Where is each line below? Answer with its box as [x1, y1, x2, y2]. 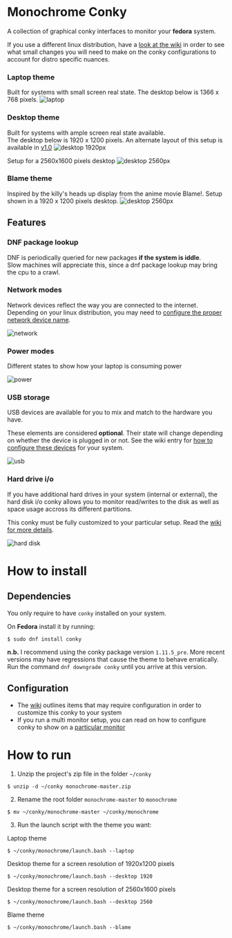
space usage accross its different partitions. [7, 505, 133, 513]
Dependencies [7, 590, 71, 602]
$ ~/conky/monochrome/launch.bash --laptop [7, 847, 135, 854]
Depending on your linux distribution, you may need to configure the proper [7, 308, 222, 317]
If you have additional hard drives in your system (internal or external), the [7, 490, 218, 498]
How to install [7, 563, 88, 579]
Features [7, 217, 46, 229]
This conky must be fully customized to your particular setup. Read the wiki [7, 518, 222, 526]
